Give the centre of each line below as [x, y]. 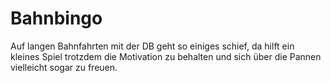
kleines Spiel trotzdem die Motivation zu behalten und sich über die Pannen [166, 56]
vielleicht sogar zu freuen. [64, 67]
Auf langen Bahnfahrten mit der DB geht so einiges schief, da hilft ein [152, 46]
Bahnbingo [56, 18]
